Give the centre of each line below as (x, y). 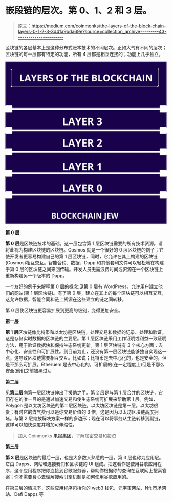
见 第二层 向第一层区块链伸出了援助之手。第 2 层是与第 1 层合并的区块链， (82, 392)
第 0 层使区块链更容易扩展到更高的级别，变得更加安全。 (64, 310)
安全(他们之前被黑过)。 (29, 370)
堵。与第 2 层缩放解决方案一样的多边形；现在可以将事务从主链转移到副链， (84, 418)
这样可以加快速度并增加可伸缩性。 (41, 424)
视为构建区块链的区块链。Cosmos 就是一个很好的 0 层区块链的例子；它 (89, 249)
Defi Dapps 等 (29, 494)
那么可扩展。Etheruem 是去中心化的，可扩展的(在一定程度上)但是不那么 (89, 364)
